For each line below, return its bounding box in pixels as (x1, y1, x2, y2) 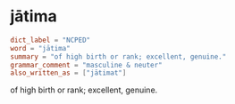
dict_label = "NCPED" (10, 36, 91, 44)
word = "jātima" (10, 44, 71, 52)
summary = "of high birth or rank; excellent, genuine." (10, 52, 227, 61)
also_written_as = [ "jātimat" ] (10, 68, 127, 77)
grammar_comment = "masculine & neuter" (10, 60, 164, 69)
